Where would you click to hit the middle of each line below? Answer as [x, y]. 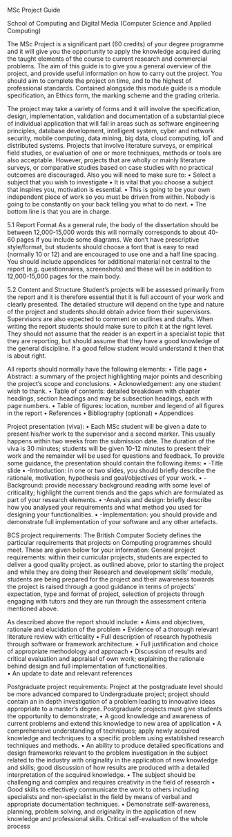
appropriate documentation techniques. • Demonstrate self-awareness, [109, 804]
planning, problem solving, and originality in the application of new [102, 811]
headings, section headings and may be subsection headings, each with [110, 398]
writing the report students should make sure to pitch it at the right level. [110, 326]
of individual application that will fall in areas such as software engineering [113, 123]
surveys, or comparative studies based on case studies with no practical [110, 167]
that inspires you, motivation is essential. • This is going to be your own [109, 190]
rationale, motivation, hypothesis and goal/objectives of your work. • [105, 478]
